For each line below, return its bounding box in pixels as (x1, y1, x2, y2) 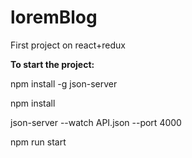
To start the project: (10, 58, 95, 70)
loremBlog (10, 6, 98, 29)
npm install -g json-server (10, 77, 118, 90)
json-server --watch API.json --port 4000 (10, 116, 182, 128)
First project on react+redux (10, 39, 126, 51)
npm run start (10, 136, 67, 148)
